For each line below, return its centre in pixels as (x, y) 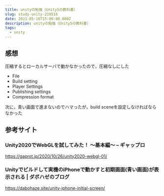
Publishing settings (31, 92)
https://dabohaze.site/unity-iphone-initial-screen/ (55, 188)
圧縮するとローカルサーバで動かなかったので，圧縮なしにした (67, 66)
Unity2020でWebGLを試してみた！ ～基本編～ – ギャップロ (75, 145)
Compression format (33, 97)
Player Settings (27, 86)
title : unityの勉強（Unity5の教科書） (41, 10)
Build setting (25, 81)
